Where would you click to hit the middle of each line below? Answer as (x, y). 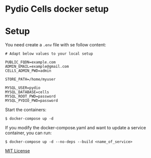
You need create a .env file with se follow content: (56, 45)
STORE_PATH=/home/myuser (30, 79)
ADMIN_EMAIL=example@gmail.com (37, 67)
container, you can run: (28, 133)
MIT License (18, 151)
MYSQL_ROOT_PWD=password (30, 97)
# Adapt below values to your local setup (49, 54)
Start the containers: (26, 110)
